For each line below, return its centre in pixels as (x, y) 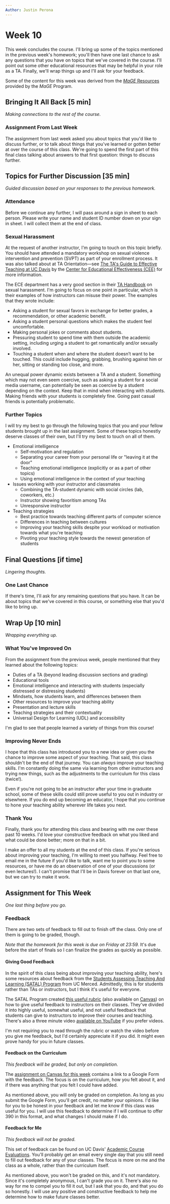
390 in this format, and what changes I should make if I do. (67, 1116)
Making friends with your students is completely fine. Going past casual (80, 396)
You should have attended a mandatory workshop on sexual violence (77, 253)
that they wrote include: (30, 301)
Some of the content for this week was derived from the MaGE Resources (82, 81)
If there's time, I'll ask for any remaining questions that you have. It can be (82, 596)
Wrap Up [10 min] (33, 623)
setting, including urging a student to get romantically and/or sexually (85, 343)
